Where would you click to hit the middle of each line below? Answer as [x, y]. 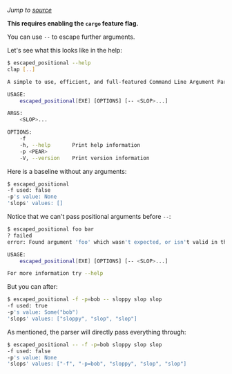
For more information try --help [55, 274]
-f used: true [28, 306]
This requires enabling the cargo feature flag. [73, 23]
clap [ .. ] [21, 69]
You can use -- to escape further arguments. [71, 37]
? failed [20, 235]
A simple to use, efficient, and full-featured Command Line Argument [111, 82]
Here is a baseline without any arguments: [67, 171]
